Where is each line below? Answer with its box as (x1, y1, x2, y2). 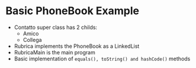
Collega (23, 36, 42, 43)
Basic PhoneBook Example (5, 4, 140, 18)
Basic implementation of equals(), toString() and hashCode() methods (14, 55, 191, 62)
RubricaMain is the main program (14, 48, 95, 56)
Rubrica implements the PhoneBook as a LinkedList (14, 43, 140, 50)
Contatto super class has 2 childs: (14, 24, 98, 31)
